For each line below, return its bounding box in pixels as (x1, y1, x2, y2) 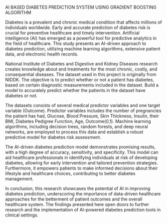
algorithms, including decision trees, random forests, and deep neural (5, 123, 148, 129)
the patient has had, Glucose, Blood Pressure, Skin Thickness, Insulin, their (5, 113, 160, 119)
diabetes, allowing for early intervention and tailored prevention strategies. (5, 160, 159, 165)
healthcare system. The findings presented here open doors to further (5, 201, 150, 207)
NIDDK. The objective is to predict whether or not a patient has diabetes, (5, 77, 155, 82)
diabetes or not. (5, 92, 38, 98)
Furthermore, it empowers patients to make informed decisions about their (5, 165, 158, 171)
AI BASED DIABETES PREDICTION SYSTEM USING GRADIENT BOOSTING (5, 4, 157, 10)
